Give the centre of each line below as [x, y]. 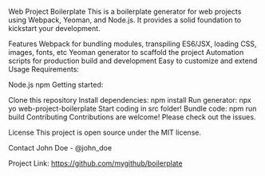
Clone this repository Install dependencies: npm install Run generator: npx [130, 100]
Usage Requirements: [44, 69]
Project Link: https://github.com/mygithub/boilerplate [95, 163]
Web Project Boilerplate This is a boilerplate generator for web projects [125, 12]
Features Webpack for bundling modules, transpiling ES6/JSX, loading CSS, [132, 44]
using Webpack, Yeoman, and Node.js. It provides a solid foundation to [125, 20]
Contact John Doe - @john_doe [60, 148]
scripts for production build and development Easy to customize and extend [133, 61]
